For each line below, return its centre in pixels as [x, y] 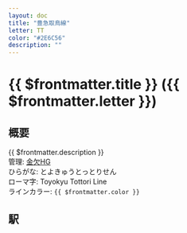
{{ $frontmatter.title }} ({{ [94, 85]
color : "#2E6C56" [37, 38]
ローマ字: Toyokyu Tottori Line [58, 182]
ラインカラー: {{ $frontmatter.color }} [74, 192]
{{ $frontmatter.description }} [56, 153]
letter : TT [26, 30]
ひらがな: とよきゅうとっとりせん [62, 172]
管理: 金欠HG [29, 162]
